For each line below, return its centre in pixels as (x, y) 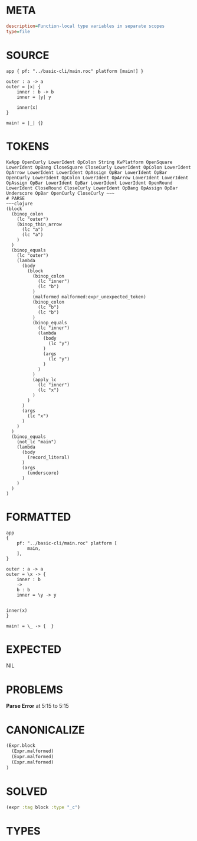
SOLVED (27, 791)
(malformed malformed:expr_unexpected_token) (89, 297)
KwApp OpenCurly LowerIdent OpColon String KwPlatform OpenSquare (89, 162)
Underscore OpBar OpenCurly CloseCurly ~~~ (60, 193)
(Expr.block (21, 746)
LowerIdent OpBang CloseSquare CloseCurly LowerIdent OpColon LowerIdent (99, 167)
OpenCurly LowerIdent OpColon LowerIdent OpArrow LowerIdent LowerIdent (97, 178)
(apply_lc (45, 379)
